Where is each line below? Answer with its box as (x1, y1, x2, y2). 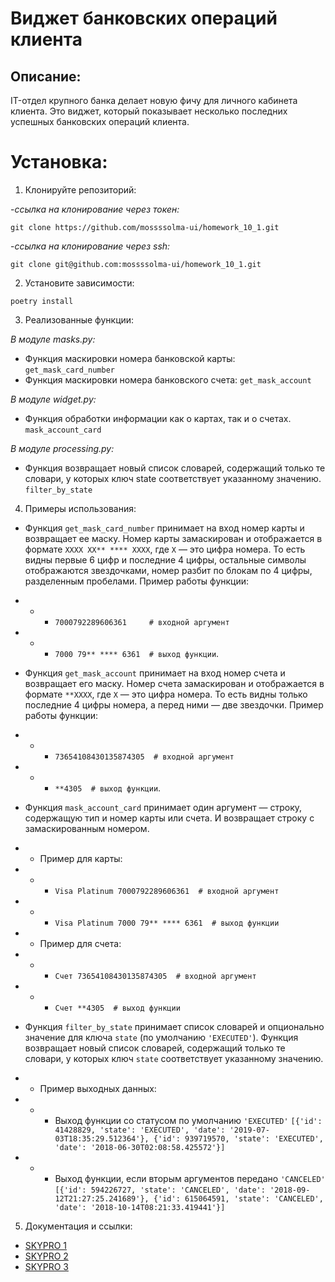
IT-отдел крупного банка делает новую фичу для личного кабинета (10, 95, 298, 106)
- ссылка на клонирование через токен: (10, 203, 180, 215)
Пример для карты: (39, 852, 123, 864)
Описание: (10, 68, 82, 85)
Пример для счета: (39, 937, 122, 949)
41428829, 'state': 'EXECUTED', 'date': (54, 1125, 226, 1135)
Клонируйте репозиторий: (24, 183, 137, 196)
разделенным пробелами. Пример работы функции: (24, 575, 250, 587)
